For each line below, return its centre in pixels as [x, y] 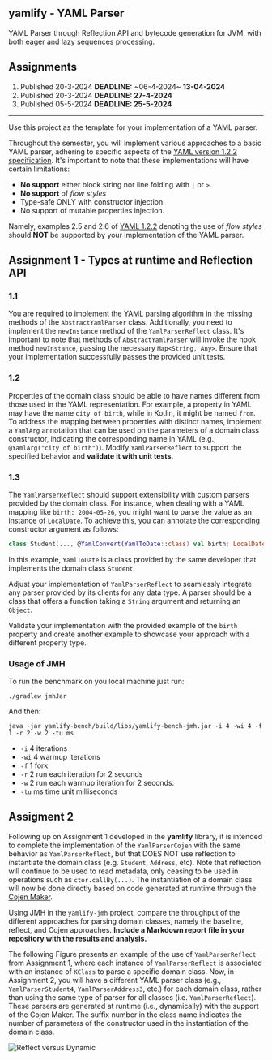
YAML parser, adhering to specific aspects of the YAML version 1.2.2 [123, 151]
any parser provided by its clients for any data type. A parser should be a [130, 592]
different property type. [47, 642]
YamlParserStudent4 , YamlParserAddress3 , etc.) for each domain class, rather [135, 989]
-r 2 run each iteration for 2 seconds [81, 774]
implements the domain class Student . [72, 568]
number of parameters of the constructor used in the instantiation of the [128, 1023]
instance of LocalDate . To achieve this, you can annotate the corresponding [134, 520]
